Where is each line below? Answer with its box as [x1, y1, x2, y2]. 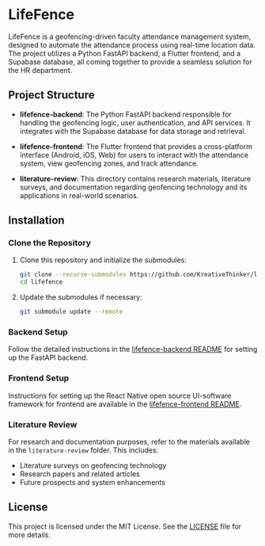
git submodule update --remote [19, 307, 123, 316]
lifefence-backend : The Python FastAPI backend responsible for [19, 109, 232, 119]
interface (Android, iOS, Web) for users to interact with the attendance [19, 150, 249, 159]
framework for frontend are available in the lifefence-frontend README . [8, 399, 242, 409]
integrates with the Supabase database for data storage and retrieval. [19, 126, 247, 136]
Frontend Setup [8, 372, 70, 384]
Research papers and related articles [19, 469, 140, 479]
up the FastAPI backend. [8, 353, 89, 362]
